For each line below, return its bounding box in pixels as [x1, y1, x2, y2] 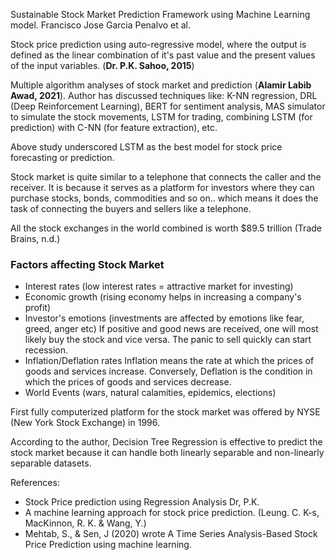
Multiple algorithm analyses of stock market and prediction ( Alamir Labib [10, 79, 312, 91]
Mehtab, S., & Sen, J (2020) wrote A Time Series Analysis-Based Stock [24, 528, 318, 540]
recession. [24, 344, 69, 356]
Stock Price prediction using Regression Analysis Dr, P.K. [24, 496, 260, 508]
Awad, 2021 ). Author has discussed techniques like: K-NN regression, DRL [10, 90, 318, 101]
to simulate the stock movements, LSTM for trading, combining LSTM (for [10, 111, 313, 123]
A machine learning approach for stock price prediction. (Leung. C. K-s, [24, 507, 320, 519]
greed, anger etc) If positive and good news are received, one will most [24, 323, 319, 335]
